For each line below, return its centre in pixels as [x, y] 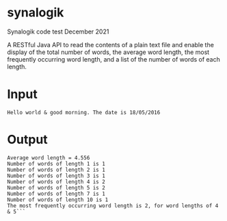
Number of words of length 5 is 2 [56, 187]
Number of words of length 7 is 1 [56, 194]
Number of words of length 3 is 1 [56, 176]
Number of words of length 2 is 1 [56, 170]
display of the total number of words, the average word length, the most [108, 52]
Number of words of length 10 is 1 [58, 200]
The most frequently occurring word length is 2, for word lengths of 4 [113, 206]
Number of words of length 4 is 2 [56, 182]
